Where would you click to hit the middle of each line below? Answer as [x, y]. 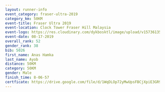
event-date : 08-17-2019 [29, 37]
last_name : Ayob [22, 59]
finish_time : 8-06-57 [27, 77]
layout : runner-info [26, 9]
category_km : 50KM [24, 18]
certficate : [17, 82]
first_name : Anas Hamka [29, 55]
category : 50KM [21, 69]
